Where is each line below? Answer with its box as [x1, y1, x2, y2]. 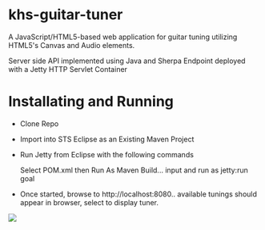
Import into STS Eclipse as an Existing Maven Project [19, 134, 195, 144]
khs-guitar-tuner [8, 6, 123, 24]
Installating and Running [8, 93, 175, 111]
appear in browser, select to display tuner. [19, 197, 159, 207]
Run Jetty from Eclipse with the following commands [19, 149, 195, 159]
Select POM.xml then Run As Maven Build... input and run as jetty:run [19, 165, 248, 175]
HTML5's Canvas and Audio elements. [8, 40, 135, 50]
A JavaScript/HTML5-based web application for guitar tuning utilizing [8, 32, 238, 42]
